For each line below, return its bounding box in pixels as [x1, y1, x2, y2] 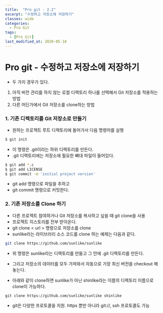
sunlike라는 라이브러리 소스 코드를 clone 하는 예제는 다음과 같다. [12, 231, 136, 237]
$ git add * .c [5, 162, 34, 167]
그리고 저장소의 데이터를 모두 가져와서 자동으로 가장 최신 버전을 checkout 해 [12, 261, 158, 266]
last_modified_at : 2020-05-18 [5, 39, 67, 44]
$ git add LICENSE [5, 167, 43, 172]
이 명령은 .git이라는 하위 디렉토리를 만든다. [12, 146, 94, 152]
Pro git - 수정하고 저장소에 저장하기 [5, 62, 139, 73]
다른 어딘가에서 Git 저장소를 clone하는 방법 [12, 102, 95, 107]
